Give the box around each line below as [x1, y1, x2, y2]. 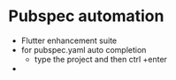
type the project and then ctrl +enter [34, 54, 167, 64]
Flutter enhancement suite [20, 35, 118, 46]
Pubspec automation [8, 6, 165, 26]
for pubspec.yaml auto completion [20, 44, 147, 55]
